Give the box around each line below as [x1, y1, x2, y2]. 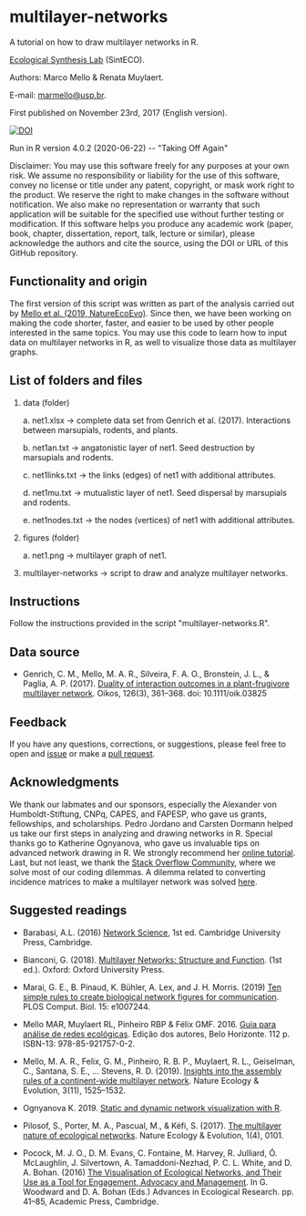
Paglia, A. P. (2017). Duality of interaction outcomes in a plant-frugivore [22, 678, 290, 689]
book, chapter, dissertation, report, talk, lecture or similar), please [9, 228, 255, 239]
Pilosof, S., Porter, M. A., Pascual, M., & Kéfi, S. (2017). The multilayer [22, 1119, 282, 1131]
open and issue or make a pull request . [9, 748, 156, 758]
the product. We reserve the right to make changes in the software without [9, 189, 290, 200]
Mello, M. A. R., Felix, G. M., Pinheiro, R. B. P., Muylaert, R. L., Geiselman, [22, 1056, 296, 1067]
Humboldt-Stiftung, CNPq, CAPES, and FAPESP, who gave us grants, [9, 809, 267, 819]
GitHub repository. [9, 247, 79, 258]
